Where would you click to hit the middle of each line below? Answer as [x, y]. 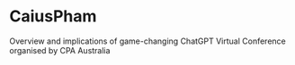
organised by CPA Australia [60, 50]
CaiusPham [53, 16]
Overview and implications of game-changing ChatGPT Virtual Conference [147, 41]
